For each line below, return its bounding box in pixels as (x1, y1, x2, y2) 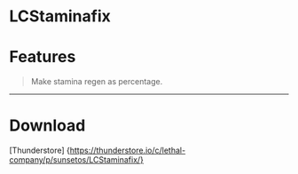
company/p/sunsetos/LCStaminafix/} (9, 154, 145, 165)
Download (9, 115, 86, 136)
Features (9, 47, 76, 67)
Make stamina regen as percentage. (30, 76, 163, 87)
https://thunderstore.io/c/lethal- (69, 145, 186, 156)
